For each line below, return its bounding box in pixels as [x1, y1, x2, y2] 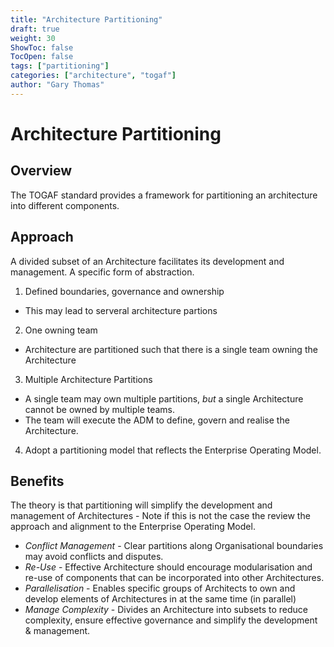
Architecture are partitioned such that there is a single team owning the [24, 343, 318, 355]
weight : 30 [10, 33, 56, 43]
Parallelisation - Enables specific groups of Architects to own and [24, 582, 296, 595]
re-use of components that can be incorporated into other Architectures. [24, 572, 325, 584]
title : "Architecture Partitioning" [10, 14, 163, 25]
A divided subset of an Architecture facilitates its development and [10, 255, 285, 267]
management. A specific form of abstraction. [10, 266, 195, 278]
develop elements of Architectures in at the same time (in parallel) [24, 593, 297, 605]
